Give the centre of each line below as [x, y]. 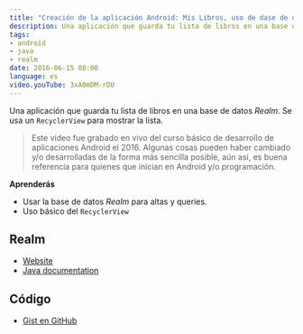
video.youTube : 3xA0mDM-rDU [62, 85]
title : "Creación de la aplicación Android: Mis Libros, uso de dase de [149, 18]
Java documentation [60, 271]
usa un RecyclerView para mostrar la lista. [87, 120]
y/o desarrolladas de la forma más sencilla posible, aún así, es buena [159, 157]
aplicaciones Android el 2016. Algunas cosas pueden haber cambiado [161, 147]
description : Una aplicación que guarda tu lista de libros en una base [149, 26]
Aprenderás [32, 184]
